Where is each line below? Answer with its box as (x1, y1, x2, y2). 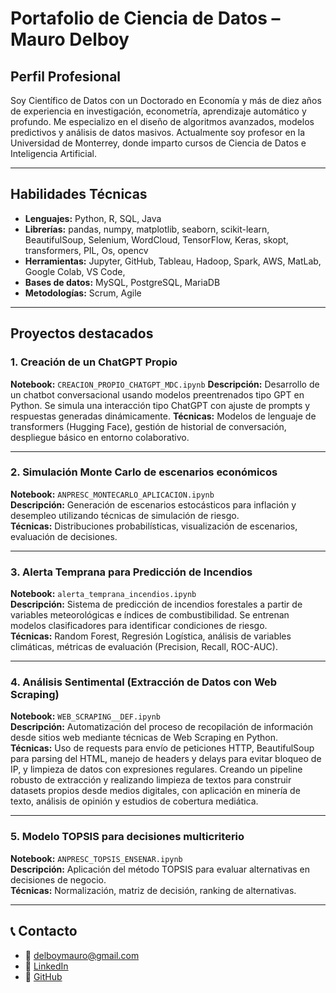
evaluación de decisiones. (10, 530, 118, 542)
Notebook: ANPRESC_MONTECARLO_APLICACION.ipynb (10, 488, 215, 500)
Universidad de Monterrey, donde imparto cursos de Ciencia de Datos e (10, 137, 307, 149)
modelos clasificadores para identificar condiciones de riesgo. (10, 620, 268, 632)
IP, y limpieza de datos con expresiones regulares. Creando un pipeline (10, 763, 303, 776)
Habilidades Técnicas (10, 186, 148, 203)
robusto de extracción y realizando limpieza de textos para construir (10, 774, 292, 786)
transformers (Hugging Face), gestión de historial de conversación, (10, 420, 287, 432)
